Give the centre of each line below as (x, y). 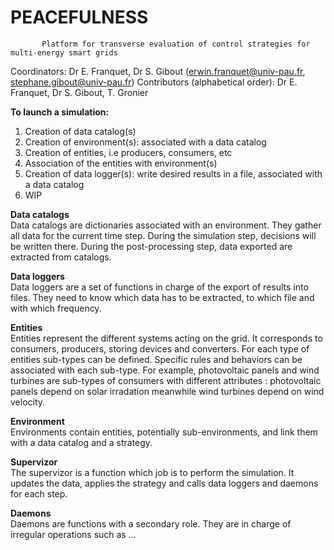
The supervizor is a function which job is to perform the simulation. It (152, 472)
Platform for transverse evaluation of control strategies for (176, 44)
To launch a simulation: (60, 112)
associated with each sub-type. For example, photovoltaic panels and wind (165, 370)
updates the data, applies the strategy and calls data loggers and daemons (164, 483)
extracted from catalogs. (61, 257)
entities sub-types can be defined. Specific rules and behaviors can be (156, 359)
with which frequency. (56, 308)
